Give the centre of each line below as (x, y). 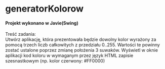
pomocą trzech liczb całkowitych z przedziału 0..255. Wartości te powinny (83, 45)
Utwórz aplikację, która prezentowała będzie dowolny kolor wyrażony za (81, 40)
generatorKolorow (45, 9)
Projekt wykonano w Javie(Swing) (42, 23)
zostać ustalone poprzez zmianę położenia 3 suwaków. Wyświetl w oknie (82, 50)
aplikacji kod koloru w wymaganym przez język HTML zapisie (69, 55)
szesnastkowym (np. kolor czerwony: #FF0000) (55, 61)
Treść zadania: (21, 34)
